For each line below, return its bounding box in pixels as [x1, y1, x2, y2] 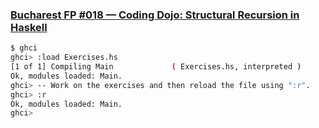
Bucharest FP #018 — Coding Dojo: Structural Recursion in [10, 8, 300, 22]
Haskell [10, 20, 48, 34]
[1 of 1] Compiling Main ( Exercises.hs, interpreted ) [10, 62, 302, 72]
